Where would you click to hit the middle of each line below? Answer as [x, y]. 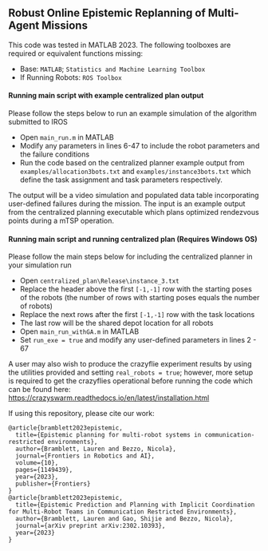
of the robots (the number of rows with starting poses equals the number [140, 298]
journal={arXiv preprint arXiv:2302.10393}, [91, 526]
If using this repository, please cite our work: [82, 414]
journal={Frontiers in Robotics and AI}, [85, 456]
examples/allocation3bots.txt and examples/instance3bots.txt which [135, 172]
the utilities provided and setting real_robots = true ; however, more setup [131, 373]
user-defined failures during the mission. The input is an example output [127, 204]
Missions [64, 26]
